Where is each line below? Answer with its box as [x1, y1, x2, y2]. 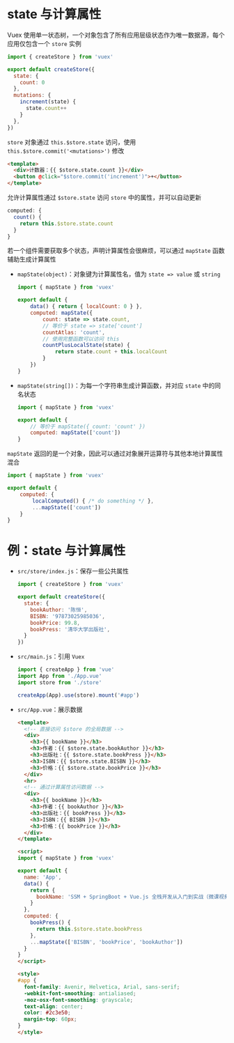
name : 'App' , [24, 874, 62, 881]
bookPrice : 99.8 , [30, 619, 81, 626]
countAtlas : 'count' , [42, 329, 106, 336]
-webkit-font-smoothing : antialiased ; [24, 990, 136, 997]
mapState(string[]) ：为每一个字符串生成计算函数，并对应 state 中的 [17, 381, 215, 389]
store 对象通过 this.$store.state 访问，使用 [7, 137, 136, 146]
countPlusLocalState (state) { [42, 342, 130, 349]
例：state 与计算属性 [7, 543, 126, 558]
